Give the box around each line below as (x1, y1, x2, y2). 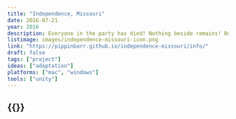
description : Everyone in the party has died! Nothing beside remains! (7, 29, 221, 37)
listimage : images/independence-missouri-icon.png (7, 36, 159, 43)
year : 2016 (7, 23, 39, 30)
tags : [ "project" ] (7, 56, 61, 63)
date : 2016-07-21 (7, 17, 58, 24)
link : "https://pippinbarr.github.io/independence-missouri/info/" (7, 43, 209, 50)
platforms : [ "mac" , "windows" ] (7, 69, 99, 76)
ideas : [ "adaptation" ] (7, 62, 74, 69)
